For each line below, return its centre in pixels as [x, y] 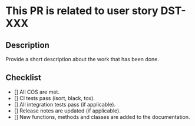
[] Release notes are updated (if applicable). [67, 111]
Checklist [24, 78]
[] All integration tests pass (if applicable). [65, 104]
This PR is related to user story [82, 11]
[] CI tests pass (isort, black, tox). [54, 98]
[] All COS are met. [37, 92]
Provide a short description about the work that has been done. [82, 59]
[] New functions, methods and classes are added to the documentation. [102, 117]
